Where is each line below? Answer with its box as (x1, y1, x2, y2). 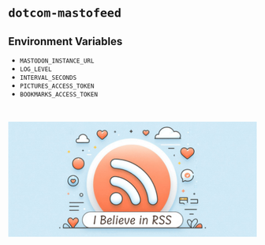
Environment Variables (8, 35, 123, 48)
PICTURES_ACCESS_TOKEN (19, 82, 95, 90)
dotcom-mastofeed (8, 6, 122, 21)
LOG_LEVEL (19, 66, 53, 73)
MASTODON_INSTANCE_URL (19, 57, 95, 65)
